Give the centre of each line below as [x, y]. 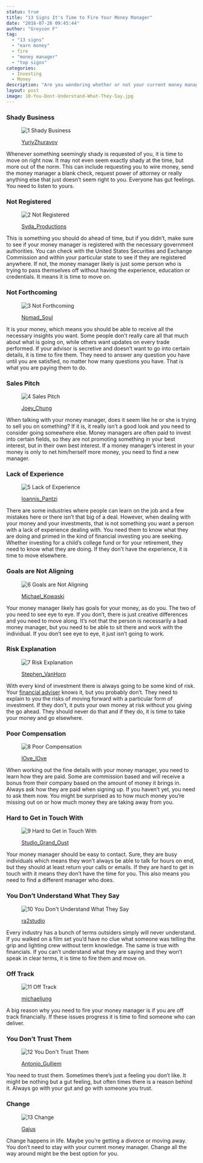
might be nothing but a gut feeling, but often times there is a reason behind [99, 1082]
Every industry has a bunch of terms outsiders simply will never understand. [101, 932]
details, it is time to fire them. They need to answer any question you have [98, 355]
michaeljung [37, 999]
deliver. [15, 1023]
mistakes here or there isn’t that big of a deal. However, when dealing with [98, 517]
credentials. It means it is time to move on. [59, 277]
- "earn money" [31, 46]
